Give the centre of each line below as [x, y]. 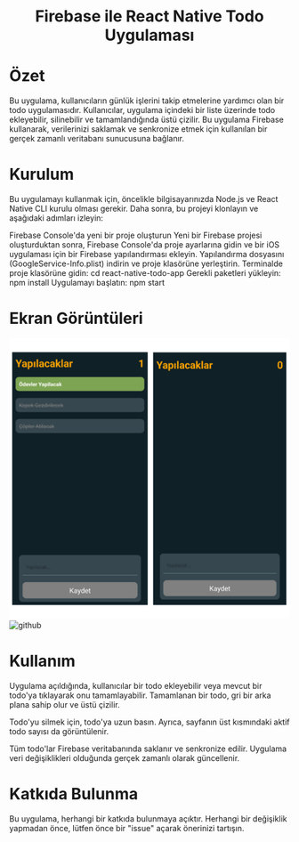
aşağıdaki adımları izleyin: [57, 218]
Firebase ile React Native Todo [149, 16]
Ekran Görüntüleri [77, 319]
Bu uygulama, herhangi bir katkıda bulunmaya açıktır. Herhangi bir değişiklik [148, 818]
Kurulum [42, 174]
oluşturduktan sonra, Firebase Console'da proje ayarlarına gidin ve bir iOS [145, 245]
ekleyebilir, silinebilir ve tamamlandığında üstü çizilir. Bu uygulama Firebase [147, 120]
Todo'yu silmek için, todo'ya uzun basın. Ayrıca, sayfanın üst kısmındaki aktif [149, 722]
